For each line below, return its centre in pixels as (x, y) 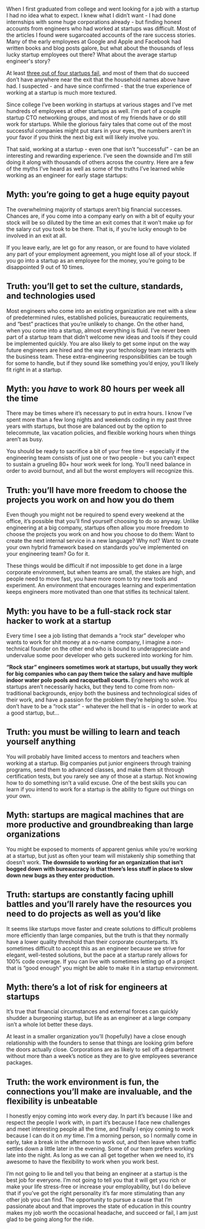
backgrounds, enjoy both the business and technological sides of (115, 694)
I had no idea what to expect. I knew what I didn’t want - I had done (91, 15)
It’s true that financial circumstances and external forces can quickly (92, 1011)
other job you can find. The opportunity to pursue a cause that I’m (89, 1200)
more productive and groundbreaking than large (100, 825)
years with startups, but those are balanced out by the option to (87, 426)
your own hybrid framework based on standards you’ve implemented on (97, 547)
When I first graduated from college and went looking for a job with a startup (103, 9)
